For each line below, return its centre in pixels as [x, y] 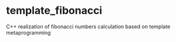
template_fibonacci [54, 11]
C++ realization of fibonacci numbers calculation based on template [88, 26]
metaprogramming [28, 32]
